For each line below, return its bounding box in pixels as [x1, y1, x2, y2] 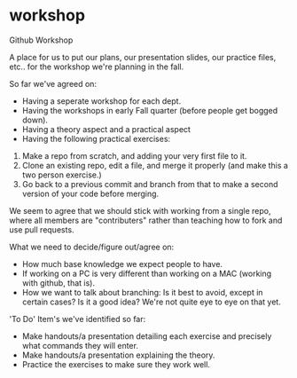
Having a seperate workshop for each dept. [21, 95, 182, 106]
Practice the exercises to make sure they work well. [21, 358, 211, 369]
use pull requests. [9, 224, 74, 235]
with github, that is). [21, 277, 96, 288]
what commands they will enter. [21, 340, 139, 350]
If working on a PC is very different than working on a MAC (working [21, 268, 272, 279]
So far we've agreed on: [9, 78, 98, 89]
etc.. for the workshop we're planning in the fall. [9, 61, 184, 72]
